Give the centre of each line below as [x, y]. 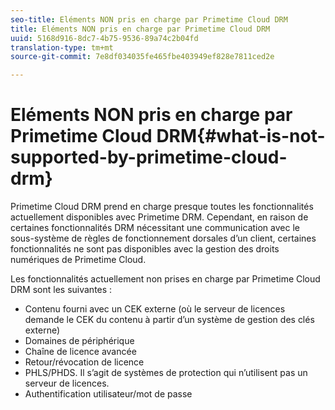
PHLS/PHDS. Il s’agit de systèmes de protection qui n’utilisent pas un [166, 373]
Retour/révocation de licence [84, 362]
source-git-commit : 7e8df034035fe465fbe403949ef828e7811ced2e [142, 57]
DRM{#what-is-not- [241, 136]
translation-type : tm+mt [62, 47]
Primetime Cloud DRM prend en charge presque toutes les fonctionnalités [162, 207]
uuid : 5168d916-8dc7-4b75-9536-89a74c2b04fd [104, 38]
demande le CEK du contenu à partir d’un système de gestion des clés [169, 320]
